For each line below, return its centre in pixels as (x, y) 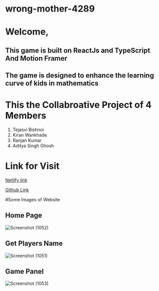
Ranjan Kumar (27, 140)
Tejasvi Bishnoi (28, 130)
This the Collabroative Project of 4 (78, 105)
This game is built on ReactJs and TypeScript (78, 50)
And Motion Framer (36, 58)
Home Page (24, 216)
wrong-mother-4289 (50, 9)
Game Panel (24, 272)
